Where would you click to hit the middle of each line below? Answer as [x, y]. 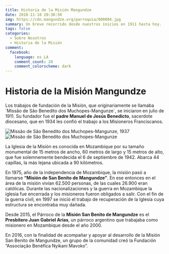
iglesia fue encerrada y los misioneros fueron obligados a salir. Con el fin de [84, 194]
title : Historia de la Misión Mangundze [49, 10]
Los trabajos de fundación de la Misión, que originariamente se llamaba [80, 105]
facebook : [20, 52]
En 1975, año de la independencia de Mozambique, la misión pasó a [76, 173]
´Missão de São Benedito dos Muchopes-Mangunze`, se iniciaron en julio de [85, 111]
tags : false [18, 29]
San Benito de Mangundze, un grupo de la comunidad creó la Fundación [81, 240]
